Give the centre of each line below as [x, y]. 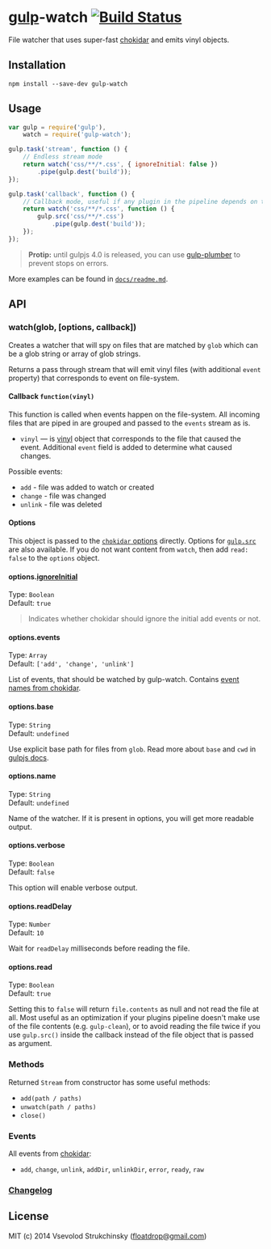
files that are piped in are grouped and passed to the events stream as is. [129, 423]
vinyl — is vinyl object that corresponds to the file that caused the [131, 438]
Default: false [31, 872]
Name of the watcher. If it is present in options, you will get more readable [131, 818]
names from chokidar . [45, 688]
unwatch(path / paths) [58, 1107]
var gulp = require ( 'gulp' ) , [57, 127]
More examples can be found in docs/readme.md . [88, 278]
